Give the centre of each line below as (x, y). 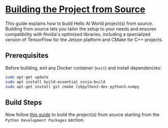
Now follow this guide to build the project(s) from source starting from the (82, 115)
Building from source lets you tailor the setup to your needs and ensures (81, 28)
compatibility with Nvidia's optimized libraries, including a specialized (78, 34)
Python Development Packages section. (45, 120)
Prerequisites (27, 56)
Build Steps (24, 102)
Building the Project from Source (75, 9)
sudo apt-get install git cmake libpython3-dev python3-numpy (72, 87)
